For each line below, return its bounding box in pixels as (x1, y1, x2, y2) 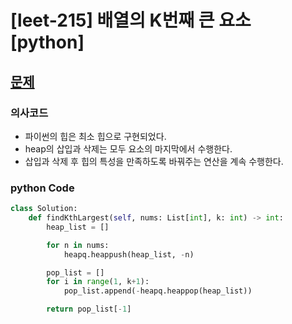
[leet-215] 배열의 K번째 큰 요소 (10, 9, 252, 32)
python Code (10, 181, 75, 195)
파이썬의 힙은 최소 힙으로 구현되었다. (24, 130, 167, 142)
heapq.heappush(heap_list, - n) (63, 249, 195, 260)
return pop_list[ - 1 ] (46, 304, 132, 315)
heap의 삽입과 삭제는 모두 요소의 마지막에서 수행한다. (24, 142, 233, 155)
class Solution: (10, 204, 78, 214)
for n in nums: (46, 240, 110, 250)
